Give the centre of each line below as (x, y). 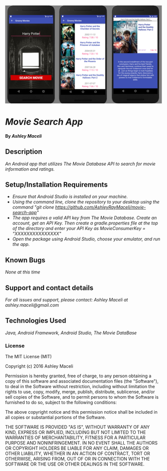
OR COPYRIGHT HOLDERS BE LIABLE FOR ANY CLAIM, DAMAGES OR (77, 448)
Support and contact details (49, 288)
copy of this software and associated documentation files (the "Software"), (82, 381)
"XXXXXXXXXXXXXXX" (37, 234)
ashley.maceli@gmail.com (32, 305)
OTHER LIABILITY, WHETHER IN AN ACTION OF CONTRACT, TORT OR (78, 454)
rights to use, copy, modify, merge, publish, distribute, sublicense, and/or (80, 392)
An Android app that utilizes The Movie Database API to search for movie (80, 164)
